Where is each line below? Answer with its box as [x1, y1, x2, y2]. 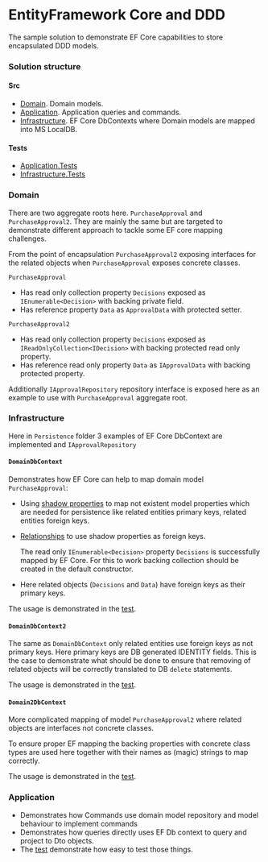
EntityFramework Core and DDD [8, 6, 225, 24]
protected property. [19, 368, 85, 378]
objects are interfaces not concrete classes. [8, 723, 155, 733]
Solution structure [8, 60, 81, 72]
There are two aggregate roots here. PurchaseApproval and [8, 208, 203, 218]
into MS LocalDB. [19, 125, 78, 135]
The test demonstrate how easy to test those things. [19, 844, 193, 854]
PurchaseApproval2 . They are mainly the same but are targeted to [8, 216, 223, 226]
